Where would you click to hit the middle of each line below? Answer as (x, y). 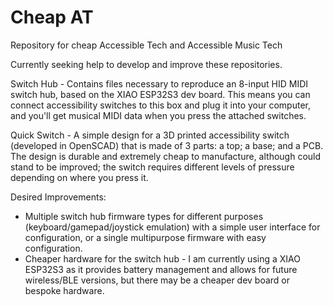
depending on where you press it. (79, 177)
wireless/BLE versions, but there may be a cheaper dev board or (157, 280)
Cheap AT (52, 17)
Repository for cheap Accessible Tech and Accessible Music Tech (146, 45)
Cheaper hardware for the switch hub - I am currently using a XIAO (162, 258)
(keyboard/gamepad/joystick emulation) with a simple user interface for (172, 227)
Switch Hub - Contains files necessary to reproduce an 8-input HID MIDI (159, 83)
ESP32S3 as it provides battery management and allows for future (161, 269)
